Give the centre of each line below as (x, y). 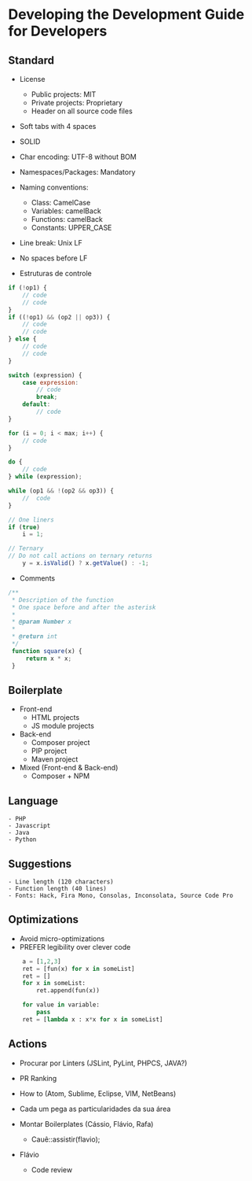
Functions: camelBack (67, 219)
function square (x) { (47, 651)
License (32, 79)
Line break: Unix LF (51, 243)
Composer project (60, 743)
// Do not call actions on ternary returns (80, 556)
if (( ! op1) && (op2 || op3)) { (59, 317)
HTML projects (55, 718)
